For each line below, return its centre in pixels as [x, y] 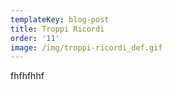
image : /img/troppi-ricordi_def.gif [86, 47]
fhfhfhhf [27, 76]
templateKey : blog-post [60, 19]
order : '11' [35, 38]
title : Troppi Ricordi [57, 29]
